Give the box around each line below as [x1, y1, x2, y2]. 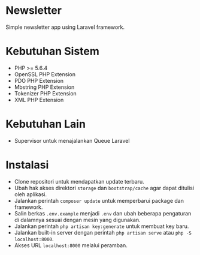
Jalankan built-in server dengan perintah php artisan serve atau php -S [14, 229, 192, 236]
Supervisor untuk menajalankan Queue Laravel [14, 137, 130, 144]
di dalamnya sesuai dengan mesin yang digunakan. [14, 216, 141, 223]
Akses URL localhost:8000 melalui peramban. [14, 241, 128, 249]
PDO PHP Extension [14, 77, 64, 84]
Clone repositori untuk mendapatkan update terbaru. [14, 178, 144, 185]
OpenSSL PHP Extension [14, 70, 76, 78]
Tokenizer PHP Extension [14, 89, 77, 97]
